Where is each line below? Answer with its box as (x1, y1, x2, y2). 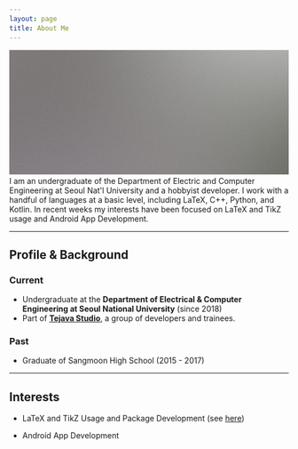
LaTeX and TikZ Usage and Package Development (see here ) (21, 413, 246, 424)
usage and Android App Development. (9, 213, 149, 224)
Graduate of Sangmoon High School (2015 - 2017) (21, 356, 205, 366)
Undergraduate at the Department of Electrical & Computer (21, 294, 242, 305)
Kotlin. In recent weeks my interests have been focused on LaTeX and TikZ (9, 204, 282, 214)
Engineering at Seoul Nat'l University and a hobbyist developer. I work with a (9, 185, 289, 196)
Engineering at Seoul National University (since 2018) (21, 303, 223, 315)
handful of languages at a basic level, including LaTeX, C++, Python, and (9, 194, 275, 204)
